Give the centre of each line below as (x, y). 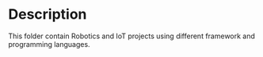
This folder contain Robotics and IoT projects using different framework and (132, 36)
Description (48, 14)
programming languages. (49, 44)
